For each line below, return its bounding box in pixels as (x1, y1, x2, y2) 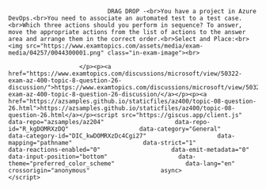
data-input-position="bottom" (8, 153, 108, 161)
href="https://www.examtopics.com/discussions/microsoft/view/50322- (8, 70, 243, 77)
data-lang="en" (184, 160, 236, 168)
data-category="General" (139, 125, 222, 133)
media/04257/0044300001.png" (8, 49, 104, 57)
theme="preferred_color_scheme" (8, 160, 115, 168)
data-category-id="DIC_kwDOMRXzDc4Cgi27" (8, 132, 147, 140)
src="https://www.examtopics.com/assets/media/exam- (25, 42, 203, 50)
